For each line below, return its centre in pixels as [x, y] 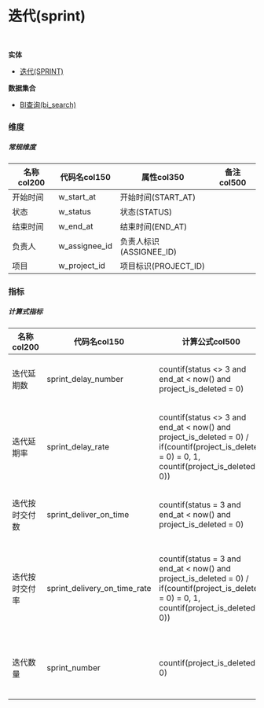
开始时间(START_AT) [158, 197]
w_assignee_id [85, 246]
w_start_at [77, 196]
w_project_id [82, 266]
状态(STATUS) [146, 211]
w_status [75, 211]
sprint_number [73, 667]
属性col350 [163, 177]
